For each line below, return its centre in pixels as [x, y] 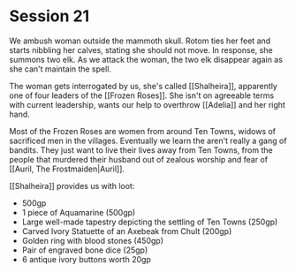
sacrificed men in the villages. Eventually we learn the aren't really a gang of [148, 140]
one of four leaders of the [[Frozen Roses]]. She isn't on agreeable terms [142, 95]
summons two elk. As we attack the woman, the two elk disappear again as [146, 59]
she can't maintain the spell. [61, 69]
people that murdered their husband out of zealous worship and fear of [138, 159]
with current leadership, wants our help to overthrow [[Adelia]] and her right [147, 104]
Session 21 [49, 16]
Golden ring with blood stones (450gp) [93, 240]
